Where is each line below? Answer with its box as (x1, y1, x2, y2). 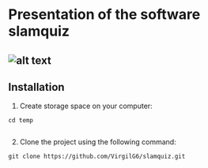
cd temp (8, 117, 34, 125)
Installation (8, 80, 65, 94)
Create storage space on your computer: (19, 101, 153, 111)
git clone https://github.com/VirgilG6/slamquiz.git (8, 152, 186, 161)
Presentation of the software (8, 6, 201, 24)
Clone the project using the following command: (19, 137, 176, 147)
